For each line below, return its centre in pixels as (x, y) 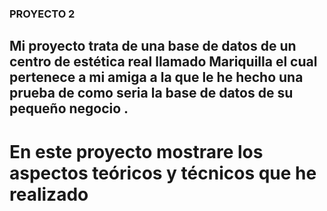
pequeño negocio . (69, 108)
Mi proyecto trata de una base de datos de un (153, 46)
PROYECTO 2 (42, 14)
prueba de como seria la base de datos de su (151, 93)
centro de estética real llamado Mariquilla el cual (163, 62)
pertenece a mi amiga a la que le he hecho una (156, 77)
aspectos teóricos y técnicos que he (163, 173)
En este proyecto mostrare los (136, 151)
